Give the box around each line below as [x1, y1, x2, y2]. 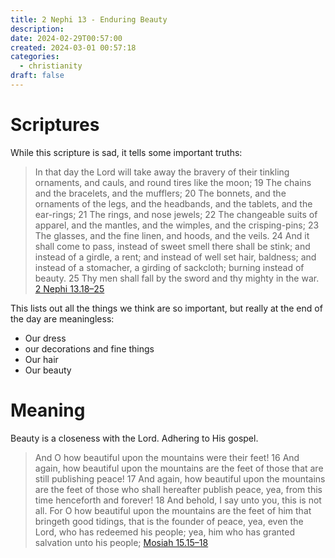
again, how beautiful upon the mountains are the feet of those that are [34, 462, 324, 474]
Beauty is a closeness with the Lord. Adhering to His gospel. [10, 432, 259, 444]
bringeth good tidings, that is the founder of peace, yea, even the [34, 515, 304, 527]
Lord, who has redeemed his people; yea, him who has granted [34, 526, 295, 538]
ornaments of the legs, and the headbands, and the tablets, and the [34, 197, 313, 210]
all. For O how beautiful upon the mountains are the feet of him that [34, 504, 312, 516]
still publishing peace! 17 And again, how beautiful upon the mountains [34, 472, 326, 485]
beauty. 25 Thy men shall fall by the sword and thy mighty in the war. [34, 272, 320, 284]
